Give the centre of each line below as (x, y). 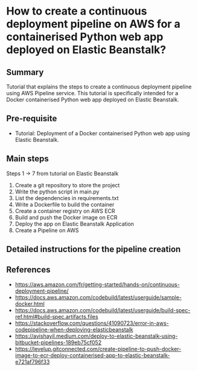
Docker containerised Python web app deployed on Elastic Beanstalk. (93, 99)
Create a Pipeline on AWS (47, 230)
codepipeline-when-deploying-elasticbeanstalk (74, 329)
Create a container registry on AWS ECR (65, 211)
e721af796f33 (32, 361)
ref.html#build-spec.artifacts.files (56, 316)
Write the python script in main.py (57, 192)
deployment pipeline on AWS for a (94, 24)
